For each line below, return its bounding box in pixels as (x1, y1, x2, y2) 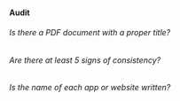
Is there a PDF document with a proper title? (9, 27, 171, 38)
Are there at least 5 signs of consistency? (9, 54, 161, 66)
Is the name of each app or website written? (9, 82, 171, 93)
